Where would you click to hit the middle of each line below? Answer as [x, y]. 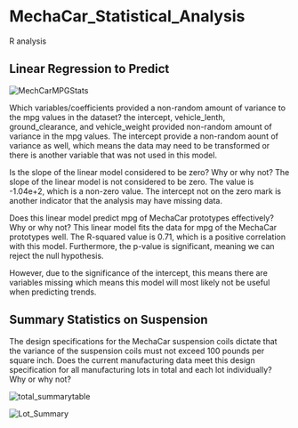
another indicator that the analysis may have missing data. [116, 200]
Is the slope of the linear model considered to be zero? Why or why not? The [149, 172]
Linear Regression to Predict [89, 69]
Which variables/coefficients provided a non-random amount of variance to [148, 108]
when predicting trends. [53, 292]
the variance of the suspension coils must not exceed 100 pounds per [137, 351]
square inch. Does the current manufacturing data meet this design [132, 360]
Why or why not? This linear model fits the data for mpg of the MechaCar [143, 227]
